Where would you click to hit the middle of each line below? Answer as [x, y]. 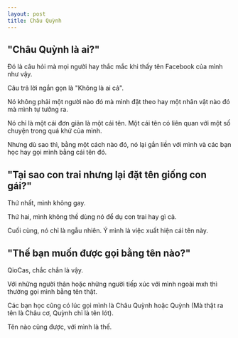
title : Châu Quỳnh [34, 21]
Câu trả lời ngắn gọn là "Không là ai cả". [66, 88]
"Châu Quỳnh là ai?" [54, 50]
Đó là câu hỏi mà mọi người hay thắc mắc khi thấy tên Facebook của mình [115, 67]
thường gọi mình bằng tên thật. [53, 291]
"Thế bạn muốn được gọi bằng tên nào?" [99, 253]
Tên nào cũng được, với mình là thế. [60, 327]
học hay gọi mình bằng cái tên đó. [57, 152]
